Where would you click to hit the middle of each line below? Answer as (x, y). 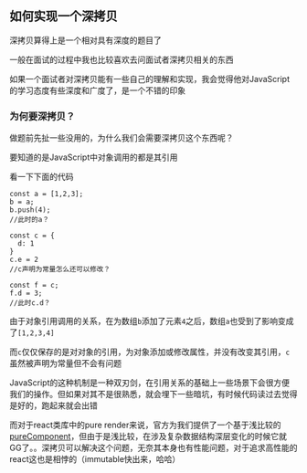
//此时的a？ (30, 220)
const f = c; (34, 286)
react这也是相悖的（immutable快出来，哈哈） (95, 459)
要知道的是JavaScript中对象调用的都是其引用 (94, 157)
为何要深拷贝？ (42, 116)
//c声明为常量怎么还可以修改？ (60, 269)
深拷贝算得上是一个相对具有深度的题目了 (85, 40)
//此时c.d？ (30, 303)
